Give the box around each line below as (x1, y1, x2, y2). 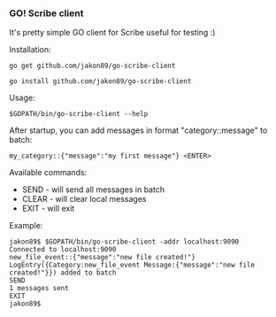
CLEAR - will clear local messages (21, 194, 147, 205)
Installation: (9, 44, 51, 55)
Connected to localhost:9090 (9, 245, 117, 254)
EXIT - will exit (21, 203, 75, 214)
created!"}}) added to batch (9, 268, 117, 277)
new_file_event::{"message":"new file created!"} (9, 253, 196, 262)
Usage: (9, 92, 35, 104)
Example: (9, 220, 43, 231)
